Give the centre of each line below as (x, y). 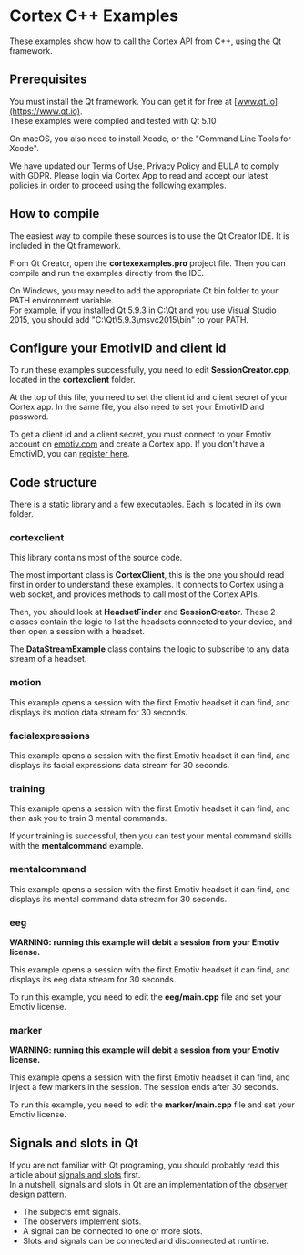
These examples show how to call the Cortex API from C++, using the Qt (146, 41)
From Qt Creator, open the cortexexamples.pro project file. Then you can (147, 263)
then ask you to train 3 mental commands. (88, 818)
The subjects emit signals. (71, 1212)
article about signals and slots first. (75, 1175)
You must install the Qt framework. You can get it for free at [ (123, 101)
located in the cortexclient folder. (72, 380)
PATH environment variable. (61, 300)
